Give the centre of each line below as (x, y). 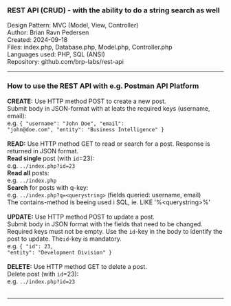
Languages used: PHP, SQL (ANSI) (56, 54)
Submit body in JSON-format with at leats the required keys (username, (109, 108)
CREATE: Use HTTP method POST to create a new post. (87, 101)
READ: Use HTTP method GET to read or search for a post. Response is (109, 144)
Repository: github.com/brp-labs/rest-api (65, 62)
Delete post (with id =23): (43, 274)
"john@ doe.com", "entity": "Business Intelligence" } (86, 129)
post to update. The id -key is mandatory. (64, 239)
